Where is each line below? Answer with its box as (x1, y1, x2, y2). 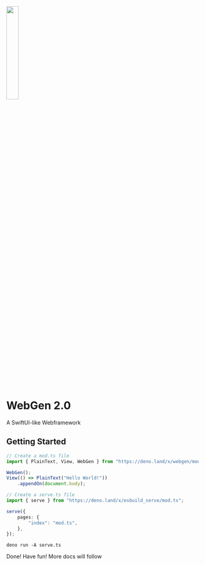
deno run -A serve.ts (6, 542, 62, 549)
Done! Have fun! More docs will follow (6, 553, 102, 560)
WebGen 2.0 (6, 399, 71, 412)
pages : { (17, 514, 40, 520)
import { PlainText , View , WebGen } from (6, 458, 113, 464)
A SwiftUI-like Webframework (6, 419, 81, 426)
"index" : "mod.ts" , (28, 520, 78, 526)
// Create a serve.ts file (6, 492, 75, 498)
